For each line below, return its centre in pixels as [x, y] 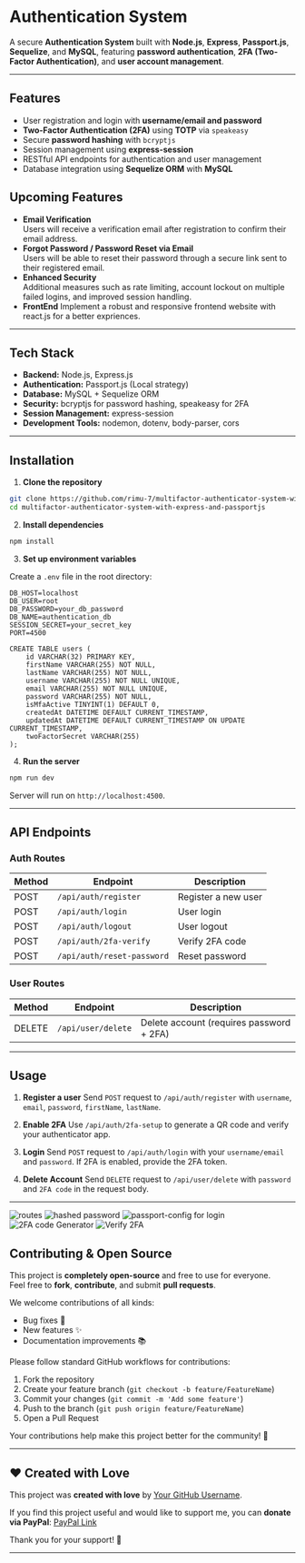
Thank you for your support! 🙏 [66, 1540]
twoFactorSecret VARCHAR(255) [83, 736]
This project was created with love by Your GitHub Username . [126, 1495]
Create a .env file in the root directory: [81, 576]
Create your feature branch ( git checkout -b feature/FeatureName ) [148, 1389]
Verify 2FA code [212, 942]
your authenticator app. [66, 1134]
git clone [28, 499]
